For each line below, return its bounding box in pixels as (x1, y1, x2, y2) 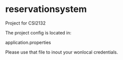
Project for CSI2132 (5, 20, 46, 26)
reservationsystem (5, 3, 87, 15)
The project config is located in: (5, 29, 72, 35)
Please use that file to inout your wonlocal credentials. (5, 49, 118, 55)
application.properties (5, 39, 52, 45)
